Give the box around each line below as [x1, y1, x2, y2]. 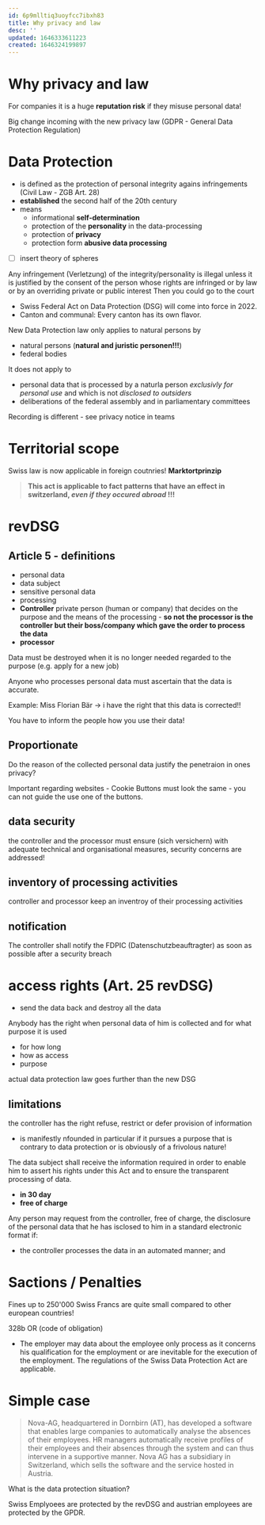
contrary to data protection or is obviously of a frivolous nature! [19, 1142, 227, 1152]
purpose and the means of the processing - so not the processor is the [19, 612, 254, 621]
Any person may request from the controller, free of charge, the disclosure [8, 1214, 251, 1223]
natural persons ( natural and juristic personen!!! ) [19, 341, 182, 350]
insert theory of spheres [19, 254, 99, 262]
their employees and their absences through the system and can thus [27, 1443, 255, 1453]
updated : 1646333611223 [8, 33, 87, 42]
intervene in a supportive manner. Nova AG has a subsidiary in [27, 1451, 231, 1461]
